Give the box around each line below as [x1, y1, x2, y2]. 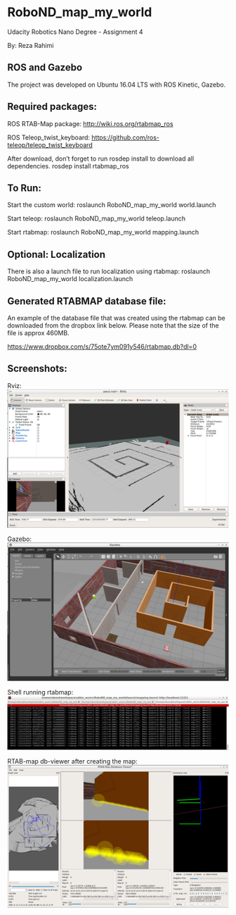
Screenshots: [7, 363, 68, 375]
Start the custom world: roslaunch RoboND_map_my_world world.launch [7, 201, 216, 209]
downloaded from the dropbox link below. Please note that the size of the [7, 321, 219, 330]
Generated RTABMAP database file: [7, 295, 166, 307]
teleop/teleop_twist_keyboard [7, 140, 93, 149]
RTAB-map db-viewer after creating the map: [7, 757, 138, 766]
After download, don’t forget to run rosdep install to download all [7, 154, 195, 163]
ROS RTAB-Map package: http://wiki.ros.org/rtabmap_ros [7, 119, 173, 127]
